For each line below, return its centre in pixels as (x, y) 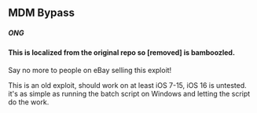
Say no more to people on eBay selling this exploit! (90, 70)
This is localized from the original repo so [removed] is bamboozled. (122, 53)
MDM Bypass (41, 13)
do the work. (29, 102)
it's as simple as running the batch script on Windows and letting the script (129, 93)
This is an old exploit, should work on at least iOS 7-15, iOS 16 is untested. (128, 85)
